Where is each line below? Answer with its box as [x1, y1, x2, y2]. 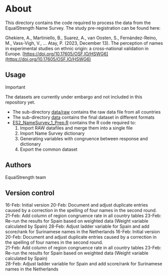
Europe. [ [5, 51, 24, 57]
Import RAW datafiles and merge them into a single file [20, 125, 133, 131]
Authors [5, 161, 32, 169]
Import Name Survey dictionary [20, 130, 85, 136]
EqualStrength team [5, 174, 46, 180]
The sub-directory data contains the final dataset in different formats [12, 114, 154, 120]
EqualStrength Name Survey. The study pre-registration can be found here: [5, 25, 161, 31]
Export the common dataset [20, 146, 78, 152]
